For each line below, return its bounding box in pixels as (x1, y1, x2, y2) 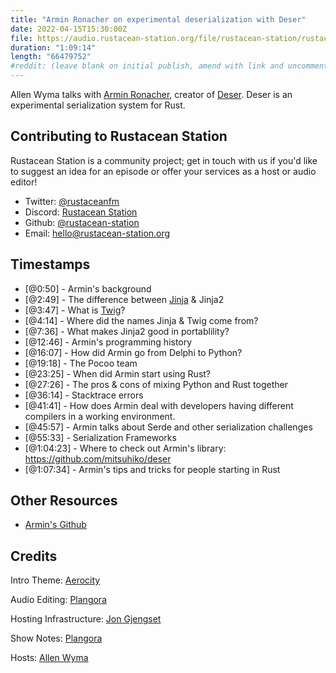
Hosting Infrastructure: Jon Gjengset (10, 613, 162, 625)
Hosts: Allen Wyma (10, 652, 89, 664)
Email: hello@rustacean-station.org (24, 227, 171, 239)
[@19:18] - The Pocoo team (24, 357, 138, 369)
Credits (10, 547, 58, 565)
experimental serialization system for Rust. (10, 99, 186, 111)
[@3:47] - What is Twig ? (24, 304, 126, 316)
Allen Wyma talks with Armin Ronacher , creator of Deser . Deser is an (10, 89, 293, 100)
